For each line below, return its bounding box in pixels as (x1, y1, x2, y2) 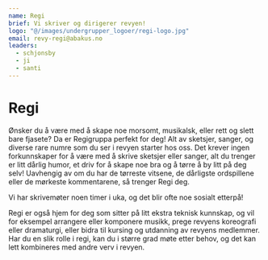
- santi (15, 64, 42, 72)
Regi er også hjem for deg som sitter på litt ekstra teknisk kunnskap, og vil (8, 208, 255, 217)
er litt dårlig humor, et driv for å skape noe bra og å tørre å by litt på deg (8, 159, 247, 169)
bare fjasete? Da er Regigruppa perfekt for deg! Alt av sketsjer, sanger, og (8, 134, 254, 143)
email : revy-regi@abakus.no (8, 34, 103, 43)
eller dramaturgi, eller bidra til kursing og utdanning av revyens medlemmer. (8, 225, 261, 234)
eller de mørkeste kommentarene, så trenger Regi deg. (8, 176, 190, 186)
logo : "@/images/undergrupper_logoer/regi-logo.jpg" (8, 27, 190, 35)
